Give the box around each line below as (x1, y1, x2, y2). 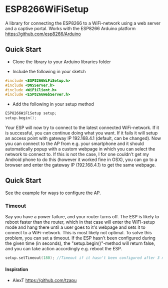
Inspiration (5, 266, 28, 272)
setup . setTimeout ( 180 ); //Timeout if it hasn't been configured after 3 (5, 255, 160, 260)
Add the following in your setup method (12, 101, 94, 107)
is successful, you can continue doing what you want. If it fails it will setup (5, 130, 158, 136)
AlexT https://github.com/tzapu (12, 277, 77, 283)
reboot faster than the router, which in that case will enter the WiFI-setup (5, 219, 155, 225)
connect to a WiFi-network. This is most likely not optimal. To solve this (5, 230, 152, 236)
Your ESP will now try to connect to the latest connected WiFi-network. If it (5, 124, 159, 130)
